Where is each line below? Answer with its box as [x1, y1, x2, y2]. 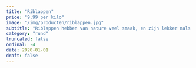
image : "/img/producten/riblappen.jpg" [6, 20, 104, 25]
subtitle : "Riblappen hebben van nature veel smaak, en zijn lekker [6, 25, 178, 31]
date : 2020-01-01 [6, 47, 49, 53]
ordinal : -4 [6, 42, 35, 48]
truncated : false [6, 36, 49, 42]
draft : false [6, 53, 38, 59]
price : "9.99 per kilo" [6, 14, 65, 20]
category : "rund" [6, 31, 49, 37]
